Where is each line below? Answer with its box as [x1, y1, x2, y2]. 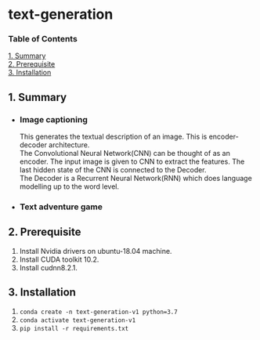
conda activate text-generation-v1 [19, 316, 136, 324]
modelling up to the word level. [19, 182, 120, 191]
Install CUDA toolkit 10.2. [19, 255, 99, 264]
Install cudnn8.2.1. [19, 262, 78, 272]
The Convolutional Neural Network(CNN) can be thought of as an [19, 149, 231, 158]
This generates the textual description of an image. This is [19, 132, 208, 142]
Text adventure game [19, 201, 103, 212]
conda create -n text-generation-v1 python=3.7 [19, 308, 178, 316]
